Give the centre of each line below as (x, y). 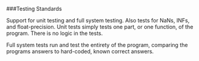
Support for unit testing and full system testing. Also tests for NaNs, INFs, (98, 20)
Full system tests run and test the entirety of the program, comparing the (97, 45)
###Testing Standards (34, 9)
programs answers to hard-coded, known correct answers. (80, 51)
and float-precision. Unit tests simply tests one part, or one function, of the (100, 27)
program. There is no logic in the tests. (55, 33)
